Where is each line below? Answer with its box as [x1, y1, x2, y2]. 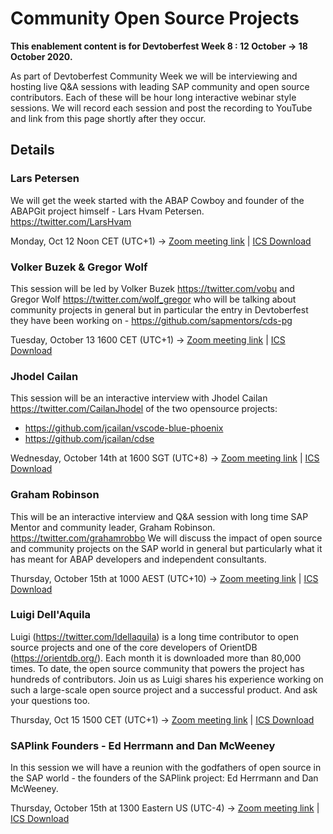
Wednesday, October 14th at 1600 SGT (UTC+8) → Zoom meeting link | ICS [10, 452, 320, 464]
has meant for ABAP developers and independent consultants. [10, 553, 267, 565]
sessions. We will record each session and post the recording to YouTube [10, 102, 313, 114]
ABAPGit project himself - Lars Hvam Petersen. [10, 205, 205, 217]
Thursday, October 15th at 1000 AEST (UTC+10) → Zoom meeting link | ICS [10, 572, 319, 584]
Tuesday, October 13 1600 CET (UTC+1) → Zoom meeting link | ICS [10, 333, 286, 346]
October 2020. [10, 50, 73, 62]
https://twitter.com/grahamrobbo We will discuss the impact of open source [10, 532, 323, 544]
